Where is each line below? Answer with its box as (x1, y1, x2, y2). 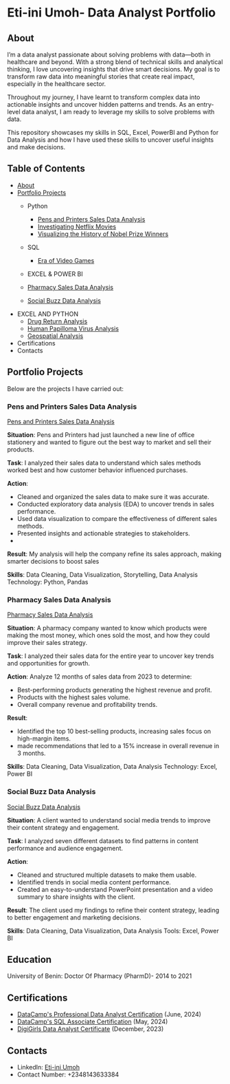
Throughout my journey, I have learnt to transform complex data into (7, 93, 200, 101)
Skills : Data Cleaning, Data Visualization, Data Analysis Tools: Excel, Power (7, 926, 220, 935)
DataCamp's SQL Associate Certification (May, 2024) (16, 1017, 168, 1026)
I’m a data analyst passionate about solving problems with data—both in (7, 50, 211, 59)
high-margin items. (16, 734, 71, 743)
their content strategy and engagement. (7, 823, 120, 831)
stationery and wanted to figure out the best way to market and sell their (7, 438, 211, 446)
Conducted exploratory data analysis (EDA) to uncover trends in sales (16, 500, 215, 508)
